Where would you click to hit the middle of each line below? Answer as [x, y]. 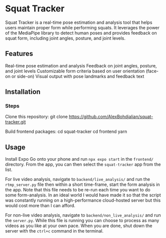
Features [19, 54]
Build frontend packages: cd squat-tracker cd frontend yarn [66, 131]
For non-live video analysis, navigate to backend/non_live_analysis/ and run [83, 215]
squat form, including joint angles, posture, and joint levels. [65, 38]
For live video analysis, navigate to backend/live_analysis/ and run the [78, 179]
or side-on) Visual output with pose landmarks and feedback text [78, 76]
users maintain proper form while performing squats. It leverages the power [83, 27]
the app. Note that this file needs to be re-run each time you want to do [78, 190]
